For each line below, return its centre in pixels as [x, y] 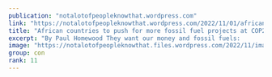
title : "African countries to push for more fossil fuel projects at [128, 30]
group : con [27, 53]
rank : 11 [23, 61]
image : [19, 46]
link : [17, 23]
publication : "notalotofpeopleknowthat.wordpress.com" [103, 16]
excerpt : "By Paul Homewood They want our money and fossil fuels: [125, 38]
